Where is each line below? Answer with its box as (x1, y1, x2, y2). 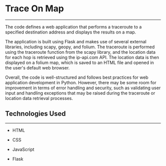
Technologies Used (5, 109, 66, 118)
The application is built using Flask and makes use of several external (5, 38, 147, 44)
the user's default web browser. (5, 65, 70, 70)
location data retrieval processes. (5, 95, 73, 101)
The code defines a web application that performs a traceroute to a (5, 24, 142, 30)
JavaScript (12, 146, 35, 152)
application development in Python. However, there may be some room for (5, 79, 157, 85)
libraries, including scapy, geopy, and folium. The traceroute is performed (5, 44, 155, 50)
